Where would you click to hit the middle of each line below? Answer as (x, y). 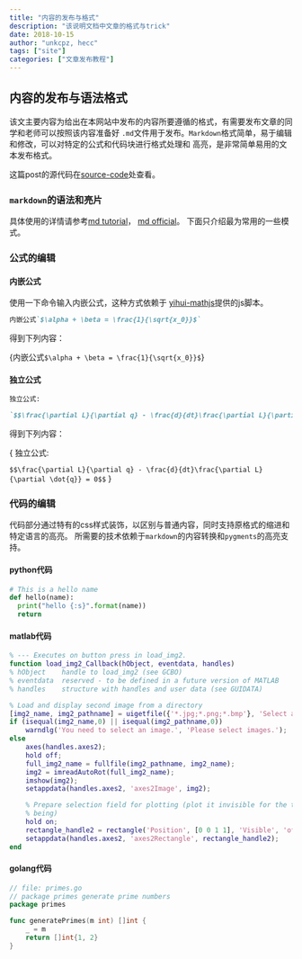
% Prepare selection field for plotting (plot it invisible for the (156, 805)
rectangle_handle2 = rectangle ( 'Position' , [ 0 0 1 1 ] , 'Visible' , (152, 830)
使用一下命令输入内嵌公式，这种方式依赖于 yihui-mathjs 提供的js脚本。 (139, 303)
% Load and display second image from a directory (106, 705)
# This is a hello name (54, 589)
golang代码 (31, 868)
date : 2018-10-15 (42, 34)
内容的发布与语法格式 (68, 99)
